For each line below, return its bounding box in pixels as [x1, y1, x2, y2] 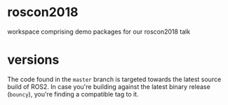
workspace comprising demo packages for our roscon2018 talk [7, 27, 191, 36]
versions [7, 52, 60, 68]
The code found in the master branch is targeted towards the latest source [7, 75, 222, 83]
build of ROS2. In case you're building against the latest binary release [7, 82, 210, 91]
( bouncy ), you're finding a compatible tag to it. [7, 90, 139, 98]
